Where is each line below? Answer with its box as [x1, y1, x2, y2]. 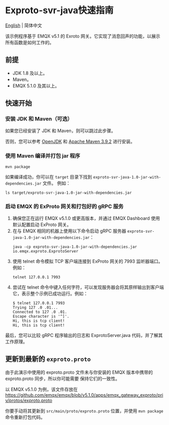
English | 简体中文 [5, 22, 42, 28]
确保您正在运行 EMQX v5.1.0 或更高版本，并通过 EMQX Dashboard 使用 [12, 216, 160, 222]
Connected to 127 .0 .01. [12, 310, 67, 315]
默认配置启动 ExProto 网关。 [12, 222, 72, 228]
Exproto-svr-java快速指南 [5, 5, 114, 16]
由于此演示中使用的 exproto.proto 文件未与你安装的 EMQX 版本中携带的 [5, 369, 153, 375]
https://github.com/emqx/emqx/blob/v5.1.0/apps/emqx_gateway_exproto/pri [5, 392, 163, 398]
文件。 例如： [42, 180, 71, 186]
